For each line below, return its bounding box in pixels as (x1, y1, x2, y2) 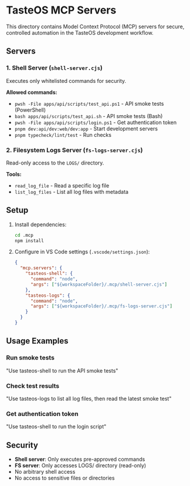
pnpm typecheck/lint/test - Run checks (14, 131, 111, 138)
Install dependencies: (14, 221, 67, 228)
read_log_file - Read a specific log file (14, 182, 110, 189)
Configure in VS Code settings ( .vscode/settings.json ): (14, 248, 150, 256)
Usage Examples (6, 336, 69, 346)
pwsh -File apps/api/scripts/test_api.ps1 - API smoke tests (14, 100, 164, 107)
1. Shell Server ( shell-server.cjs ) (6, 64, 103, 72)
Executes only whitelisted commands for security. (6, 77, 127, 84)
